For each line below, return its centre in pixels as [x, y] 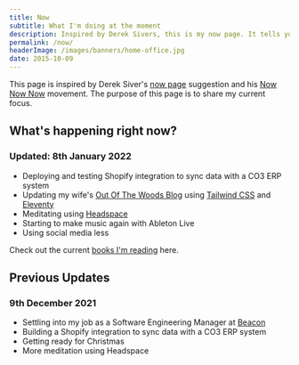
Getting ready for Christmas [73, 341]
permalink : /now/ [41, 42]
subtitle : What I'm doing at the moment [85, 26]
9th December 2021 [53, 303]
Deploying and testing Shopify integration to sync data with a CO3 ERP [152, 175]
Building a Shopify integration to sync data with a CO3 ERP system [144, 332]
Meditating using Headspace [75, 214]
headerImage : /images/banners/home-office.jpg [97, 51]
